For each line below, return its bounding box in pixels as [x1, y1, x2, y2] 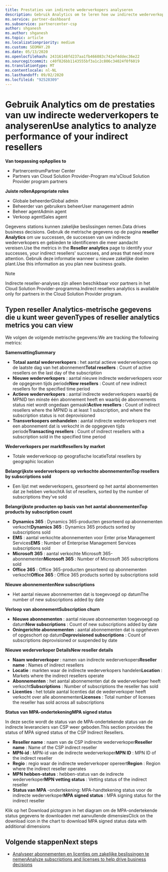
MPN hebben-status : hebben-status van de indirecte [12, 771, 124, 777]
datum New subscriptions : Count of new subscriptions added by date [12, 621, 157, 627]
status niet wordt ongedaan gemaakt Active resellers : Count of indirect [12, 401, 160, 407]
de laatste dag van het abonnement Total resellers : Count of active [12, 364, 151, 370]
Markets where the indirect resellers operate [12, 673, 104, 679]
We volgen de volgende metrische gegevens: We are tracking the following [5, 334, 159, 340]
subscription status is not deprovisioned [12, 412, 95, 418]
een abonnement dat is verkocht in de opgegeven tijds [12, 423, 125, 429]
